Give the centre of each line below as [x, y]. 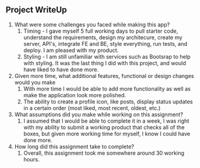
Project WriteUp [36, 10]
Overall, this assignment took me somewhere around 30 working [104, 153]
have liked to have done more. [61, 69]
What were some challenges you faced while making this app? [92, 24]
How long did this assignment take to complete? [74, 146]
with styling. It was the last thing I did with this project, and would [105, 63]
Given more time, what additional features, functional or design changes [104, 76]
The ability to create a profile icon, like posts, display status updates [108, 102]
